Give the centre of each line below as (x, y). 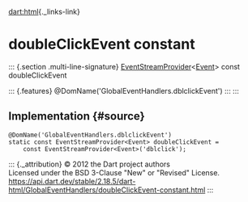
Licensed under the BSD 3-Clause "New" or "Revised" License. (114, 172)
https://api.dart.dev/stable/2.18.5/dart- (72, 181)
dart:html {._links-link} (45, 12)
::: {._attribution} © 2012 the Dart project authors (89, 164)
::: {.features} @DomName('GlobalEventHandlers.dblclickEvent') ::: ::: (124, 90)
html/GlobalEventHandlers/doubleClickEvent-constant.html (107, 190)
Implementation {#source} (77, 116)
